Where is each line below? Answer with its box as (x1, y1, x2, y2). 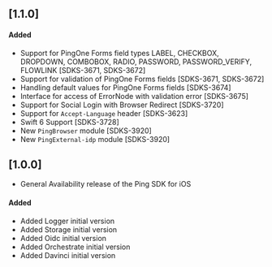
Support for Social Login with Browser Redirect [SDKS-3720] (19, 100, 225, 110)
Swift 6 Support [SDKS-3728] (19, 117, 119, 127)
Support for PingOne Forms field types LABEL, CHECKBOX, (19, 48, 219, 58)
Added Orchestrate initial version (19, 242, 131, 252)
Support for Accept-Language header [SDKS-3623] (19, 108, 188, 118)
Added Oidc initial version (19, 233, 107, 243)
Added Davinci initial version (19, 250, 116, 260)
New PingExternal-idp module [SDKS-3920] (19, 134, 171, 144)
